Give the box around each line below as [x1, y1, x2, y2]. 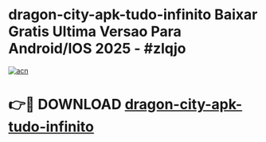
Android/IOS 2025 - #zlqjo [8, 40, 186, 57]
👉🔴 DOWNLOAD [8, 96, 122, 113]
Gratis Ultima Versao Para [8, 22, 182, 41]
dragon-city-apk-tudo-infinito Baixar [8, 6, 258, 24]
